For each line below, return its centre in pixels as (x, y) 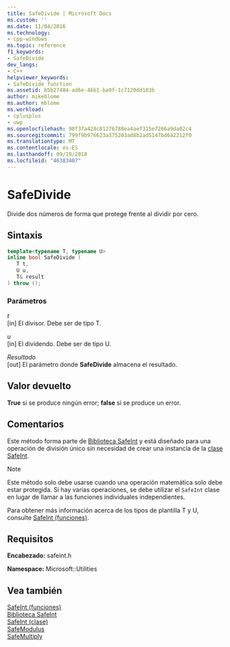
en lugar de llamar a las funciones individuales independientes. (96, 497)
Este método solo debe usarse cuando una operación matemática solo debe (115, 482)
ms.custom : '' (27, 20)
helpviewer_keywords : (38, 77)
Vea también (35, 590)
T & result (30, 277)
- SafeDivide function (39, 84)
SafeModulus (26, 629)
